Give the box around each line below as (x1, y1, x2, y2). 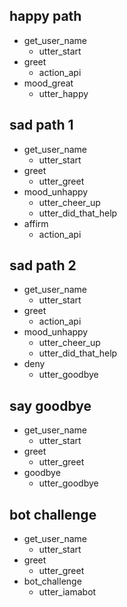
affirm (23, 217, 49, 229)
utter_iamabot (38, 586, 97, 598)
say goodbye (9, 397, 92, 414)
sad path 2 (9, 257, 77, 274)
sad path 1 (9, 117, 74, 134)
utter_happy (38, 87, 89, 99)
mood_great (23, 77, 74, 89)
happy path (9, 8, 82, 25)
